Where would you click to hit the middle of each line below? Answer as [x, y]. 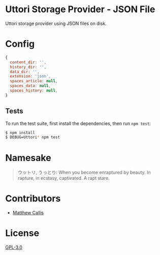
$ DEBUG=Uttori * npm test [33, 137]
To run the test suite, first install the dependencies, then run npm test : [78, 123]
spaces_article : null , [34, 81]
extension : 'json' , [30, 76]
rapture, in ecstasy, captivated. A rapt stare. [64, 178]
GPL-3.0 [14, 247]
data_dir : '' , [25, 72]
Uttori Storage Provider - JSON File [80, 9]
